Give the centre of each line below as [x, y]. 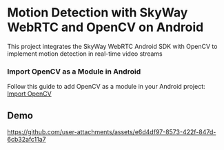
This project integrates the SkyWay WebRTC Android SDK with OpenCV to [112, 46]
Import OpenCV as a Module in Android [74, 72]
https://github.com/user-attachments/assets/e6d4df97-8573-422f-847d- [112, 132]
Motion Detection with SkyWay [98, 13]
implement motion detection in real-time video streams [85, 54]
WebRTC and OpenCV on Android [105, 27]
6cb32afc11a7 [27, 140]
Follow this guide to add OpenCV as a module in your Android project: [106, 87]
